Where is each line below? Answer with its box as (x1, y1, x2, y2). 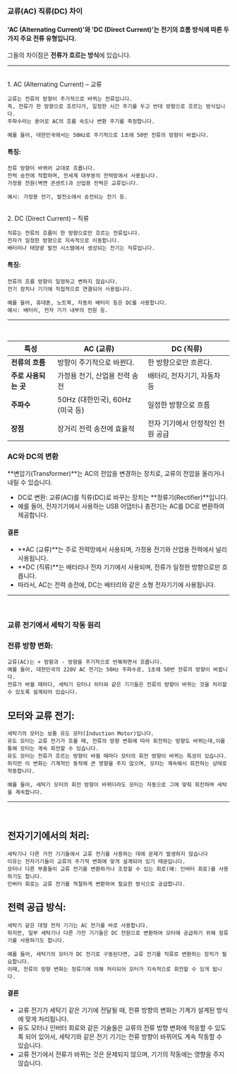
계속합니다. (15, 789, 43, 796)
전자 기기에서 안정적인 (147, 418, 217, 428)
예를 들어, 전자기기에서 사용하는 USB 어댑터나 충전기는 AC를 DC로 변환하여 (17, 501, 225, 510)
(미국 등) (57, 405, 85, 414)
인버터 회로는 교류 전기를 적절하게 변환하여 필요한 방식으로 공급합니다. (7, 881, 186, 888)
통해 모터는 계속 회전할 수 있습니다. (7, 745, 99, 753)
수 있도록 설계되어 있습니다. (7, 688, 78, 696)
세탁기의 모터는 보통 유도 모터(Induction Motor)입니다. (7, 730, 154, 737)
